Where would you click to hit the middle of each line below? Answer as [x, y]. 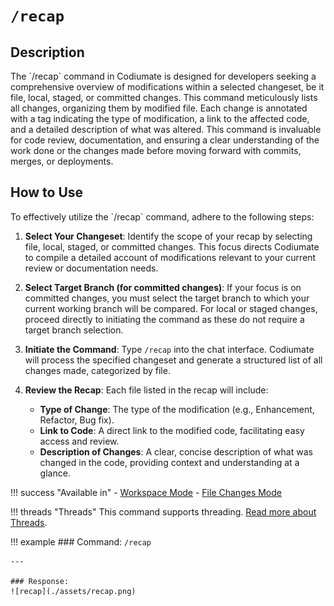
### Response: [40, 581]
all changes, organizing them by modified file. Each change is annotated [159, 108]
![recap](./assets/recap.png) [73, 591]
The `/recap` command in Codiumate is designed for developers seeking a [163, 76]
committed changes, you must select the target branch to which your [167, 298]
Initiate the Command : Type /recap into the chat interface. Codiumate [169, 349]
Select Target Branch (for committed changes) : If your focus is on [163, 287]
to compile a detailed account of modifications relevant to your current [170, 257]
